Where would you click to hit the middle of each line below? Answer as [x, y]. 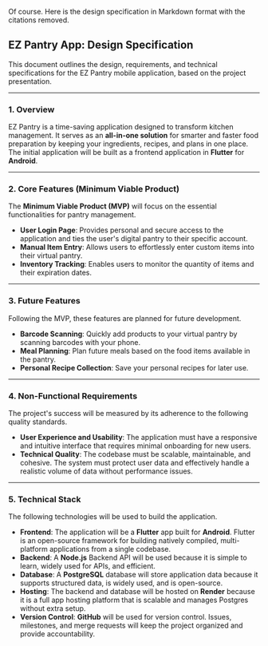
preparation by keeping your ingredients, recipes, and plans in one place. [128, 144]
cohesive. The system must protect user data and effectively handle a [134, 463]
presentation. [30, 81]
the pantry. [37, 359]
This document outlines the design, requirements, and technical [113, 64]
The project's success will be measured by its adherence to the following [128, 413]
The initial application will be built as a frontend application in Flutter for [126, 153]
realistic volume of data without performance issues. [106, 471]
